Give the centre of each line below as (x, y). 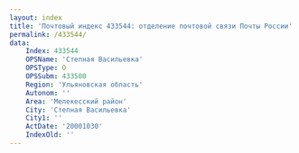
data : (19, 43)
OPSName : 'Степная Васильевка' (84, 59)
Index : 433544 (52, 51)
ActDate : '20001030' (64, 127)
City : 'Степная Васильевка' (78, 110)
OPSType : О (46, 68)
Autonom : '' (48, 93)
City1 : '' (44, 118)
